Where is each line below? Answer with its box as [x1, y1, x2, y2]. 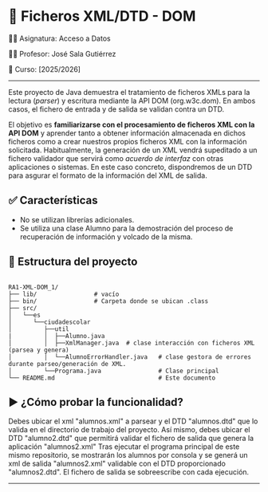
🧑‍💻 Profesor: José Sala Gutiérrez [8, 49, 116, 58]
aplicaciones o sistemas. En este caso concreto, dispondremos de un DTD [8, 162, 253, 171]
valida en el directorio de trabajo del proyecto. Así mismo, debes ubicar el [8, 425, 250, 435]
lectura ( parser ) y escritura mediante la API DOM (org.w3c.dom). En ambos [8, 96, 256, 105]
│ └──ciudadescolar [8, 318, 91, 326]
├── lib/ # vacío [8, 290, 120, 298]
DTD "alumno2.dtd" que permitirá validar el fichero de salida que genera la [8, 434, 254, 443]
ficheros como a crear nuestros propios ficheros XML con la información [8, 136, 247, 146]
